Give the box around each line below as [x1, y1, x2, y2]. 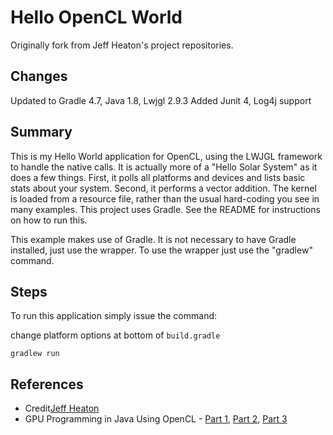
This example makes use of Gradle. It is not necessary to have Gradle [10, 233, 297, 245]
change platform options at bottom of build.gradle [10, 329, 221, 341]
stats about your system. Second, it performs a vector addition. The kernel [10, 182, 317, 194]
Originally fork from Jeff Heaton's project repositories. [10, 39, 234, 51]
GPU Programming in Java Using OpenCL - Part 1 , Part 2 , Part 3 [24, 413, 288, 425]
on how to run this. [10, 214, 88, 226]
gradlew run [10, 349, 60, 359]
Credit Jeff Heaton [24, 402, 100, 415]
